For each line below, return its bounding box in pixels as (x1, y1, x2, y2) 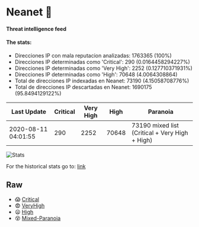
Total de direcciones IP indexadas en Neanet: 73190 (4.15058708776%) (14, 77, 190, 84)
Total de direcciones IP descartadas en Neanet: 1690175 (14, 83, 152, 91)
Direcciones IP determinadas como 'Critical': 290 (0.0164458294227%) (14, 58, 191, 65)
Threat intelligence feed (6, 25, 67, 32)
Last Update (11, 107, 46, 116)
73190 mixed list (131, 121, 179, 129)
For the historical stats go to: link (6, 162, 86, 170)
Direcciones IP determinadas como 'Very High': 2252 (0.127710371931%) (14, 65, 192, 72)
